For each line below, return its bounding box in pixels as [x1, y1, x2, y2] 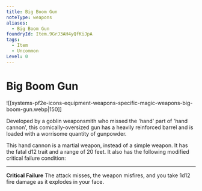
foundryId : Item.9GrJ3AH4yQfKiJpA [6, 31, 93, 37]
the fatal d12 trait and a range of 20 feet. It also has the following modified [6, 148, 189, 155]
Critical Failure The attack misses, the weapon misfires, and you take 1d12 [6, 172, 191, 179]
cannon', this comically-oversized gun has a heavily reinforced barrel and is [6, 124, 194, 131]
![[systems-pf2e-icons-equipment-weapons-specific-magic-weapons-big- [6, 99, 193, 106]
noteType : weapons [6, 14, 52, 20]
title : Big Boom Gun [6, 8, 58, 15]
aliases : [6, 20, 28, 26]
